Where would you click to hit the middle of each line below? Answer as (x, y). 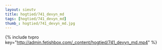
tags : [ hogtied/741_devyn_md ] (36, 19)
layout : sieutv (20, 10)
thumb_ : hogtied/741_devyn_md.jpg (40, 23)
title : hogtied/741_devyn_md (35, 14)
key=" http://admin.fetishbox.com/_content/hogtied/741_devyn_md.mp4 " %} (81, 43)
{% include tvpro (22, 37)
